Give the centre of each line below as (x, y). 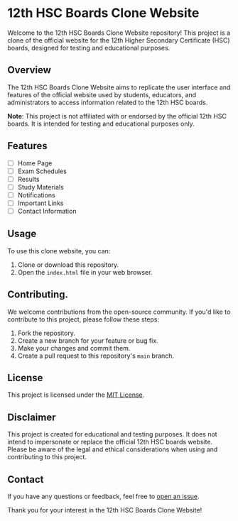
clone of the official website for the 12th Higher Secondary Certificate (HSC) (119, 40)
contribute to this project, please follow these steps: (83, 319)
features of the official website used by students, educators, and (102, 94)
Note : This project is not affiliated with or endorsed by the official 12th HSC (117, 116)
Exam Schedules (42, 171)
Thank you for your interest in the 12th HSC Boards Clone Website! (105, 510)
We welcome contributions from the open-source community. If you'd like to (119, 312)
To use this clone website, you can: (59, 251)
